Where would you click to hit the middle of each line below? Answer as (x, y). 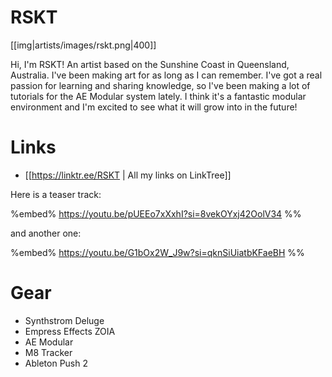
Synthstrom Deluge (64, 320)
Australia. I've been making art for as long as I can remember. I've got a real (166, 75)
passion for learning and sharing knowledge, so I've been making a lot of (160, 85)
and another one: (46, 233)
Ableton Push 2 (56, 363)
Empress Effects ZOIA (70, 331)
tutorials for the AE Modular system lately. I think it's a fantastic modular (158, 96)
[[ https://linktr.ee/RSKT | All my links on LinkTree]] (128, 175)
